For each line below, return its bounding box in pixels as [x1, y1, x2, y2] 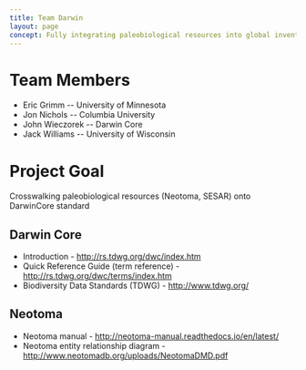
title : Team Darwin [9, 13, 84, 23]
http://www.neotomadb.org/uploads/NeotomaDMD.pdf [22, 350, 229, 361]
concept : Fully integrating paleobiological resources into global [9, 30, 271, 39]
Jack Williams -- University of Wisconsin [22, 128, 176, 139]
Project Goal [9, 160, 105, 181]
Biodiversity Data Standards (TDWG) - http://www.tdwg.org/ [22, 280, 250, 292]
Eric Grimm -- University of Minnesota [22, 99, 167, 110]
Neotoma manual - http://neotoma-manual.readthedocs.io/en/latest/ [22, 330, 280, 342]
